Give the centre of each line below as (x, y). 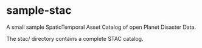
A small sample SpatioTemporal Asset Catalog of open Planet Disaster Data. (101, 27)
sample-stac (39, 10)
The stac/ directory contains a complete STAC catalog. (75, 38)
